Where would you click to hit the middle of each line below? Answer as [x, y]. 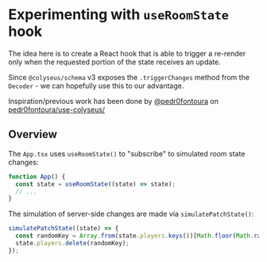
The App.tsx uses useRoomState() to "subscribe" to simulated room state [127, 153]
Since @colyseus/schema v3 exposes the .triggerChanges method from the [129, 77]
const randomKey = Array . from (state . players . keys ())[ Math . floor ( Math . [135, 236]
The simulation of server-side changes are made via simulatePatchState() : [131, 214]
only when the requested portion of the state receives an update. [114, 62]
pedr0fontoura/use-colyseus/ [57, 110]
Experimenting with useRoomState [118, 15]
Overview [33, 135]
